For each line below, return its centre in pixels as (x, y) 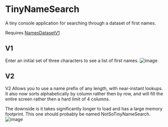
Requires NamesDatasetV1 (33, 32)
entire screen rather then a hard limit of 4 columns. (58, 99)
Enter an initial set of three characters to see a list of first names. (72, 60)
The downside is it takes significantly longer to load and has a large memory (84, 108)
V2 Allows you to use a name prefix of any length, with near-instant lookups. (84, 88)
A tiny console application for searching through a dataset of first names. (81, 23)
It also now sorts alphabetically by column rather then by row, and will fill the (84, 93)
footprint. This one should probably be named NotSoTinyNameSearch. (78, 114)
